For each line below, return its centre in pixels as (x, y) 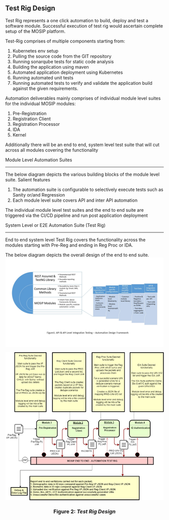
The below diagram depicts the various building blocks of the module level (82, 174)
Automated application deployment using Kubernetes (68, 72)
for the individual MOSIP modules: (40, 104)
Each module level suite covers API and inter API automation (75, 200)
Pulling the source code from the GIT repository (62, 56)
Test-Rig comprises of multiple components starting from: (65, 41)
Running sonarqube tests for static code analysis (63, 61)
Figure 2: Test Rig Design (84, 511)
